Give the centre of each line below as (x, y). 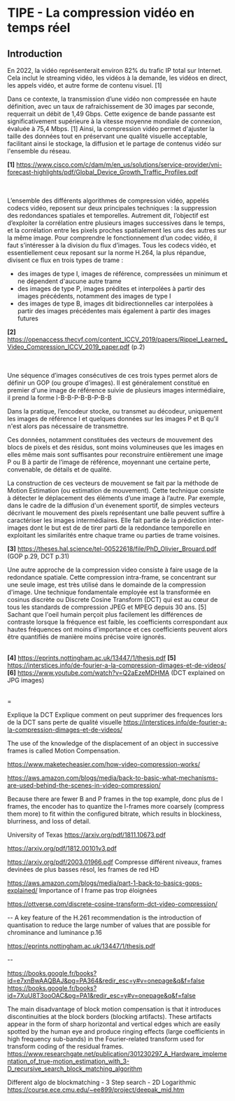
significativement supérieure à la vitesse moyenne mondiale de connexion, (115, 121)
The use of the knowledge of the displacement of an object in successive (113, 743)
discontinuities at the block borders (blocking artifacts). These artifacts (109, 1017)
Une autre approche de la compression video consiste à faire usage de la (113, 570)
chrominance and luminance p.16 (55, 932)
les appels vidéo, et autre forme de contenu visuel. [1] (85, 85)
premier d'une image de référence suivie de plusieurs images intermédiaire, (116, 390)
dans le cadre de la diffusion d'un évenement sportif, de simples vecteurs (113, 505)
